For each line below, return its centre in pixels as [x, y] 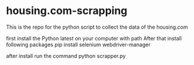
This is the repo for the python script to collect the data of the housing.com [97, 27]
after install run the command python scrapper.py [66, 56]
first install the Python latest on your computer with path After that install [94, 38]
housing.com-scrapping [67, 11]
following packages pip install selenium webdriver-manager [78, 45]
